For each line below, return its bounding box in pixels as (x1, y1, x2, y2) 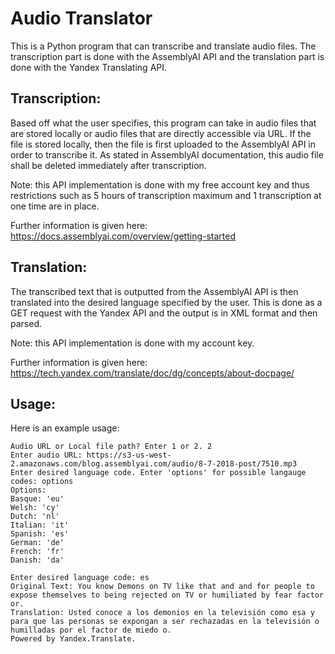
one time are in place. (10, 200, 100, 212)
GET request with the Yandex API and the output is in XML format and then (10, 307, 318, 319)
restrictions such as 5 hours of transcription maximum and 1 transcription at (10, 189, 322, 201)
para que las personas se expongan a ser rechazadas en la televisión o (10, 617, 320, 627)
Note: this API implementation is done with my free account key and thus (10, 178, 310, 191)
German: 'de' (10, 538, 65, 548)
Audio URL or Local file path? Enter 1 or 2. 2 (10, 442, 213, 452)
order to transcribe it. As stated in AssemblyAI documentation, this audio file (10, 148, 324, 161)
